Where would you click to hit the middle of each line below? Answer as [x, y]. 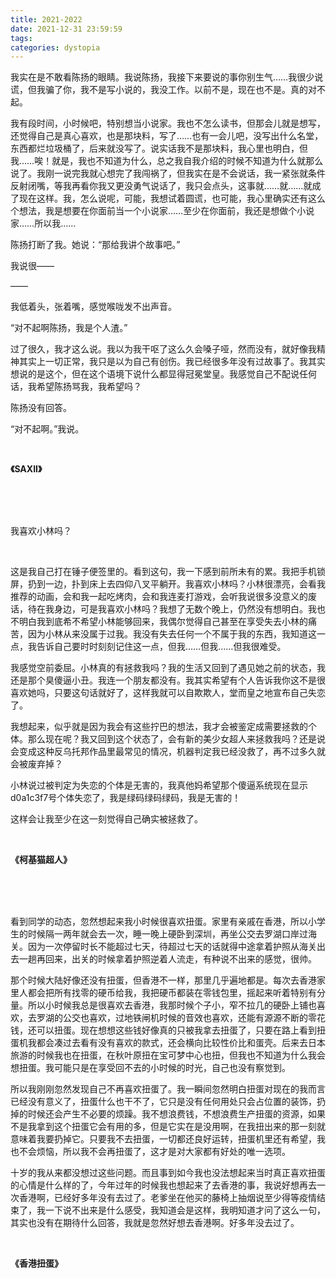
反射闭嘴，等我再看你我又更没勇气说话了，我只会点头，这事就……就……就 [161, 186]
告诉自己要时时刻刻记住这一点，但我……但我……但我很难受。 [161, 647]
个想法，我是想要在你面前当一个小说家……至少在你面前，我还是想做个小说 [162, 211]
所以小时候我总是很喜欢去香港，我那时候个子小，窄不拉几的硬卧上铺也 [172, 1005]
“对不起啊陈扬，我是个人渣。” [69, 328]
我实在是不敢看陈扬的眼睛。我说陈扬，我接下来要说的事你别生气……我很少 [162, 77]
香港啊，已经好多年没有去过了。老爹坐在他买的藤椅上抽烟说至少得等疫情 [167, 1198]
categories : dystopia [55, 47]
